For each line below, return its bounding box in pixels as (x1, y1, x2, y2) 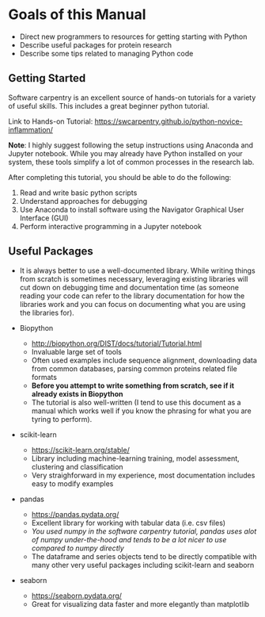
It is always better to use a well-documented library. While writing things (19, 266, 256, 275)
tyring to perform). (31, 414, 93, 423)
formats (31, 372, 58, 381)
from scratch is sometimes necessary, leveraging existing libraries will (19, 274, 248, 283)
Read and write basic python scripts (19, 188, 138, 197)
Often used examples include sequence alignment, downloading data (31, 355, 257, 365)
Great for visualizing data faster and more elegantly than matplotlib (31, 599, 250, 608)
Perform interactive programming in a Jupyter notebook (19, 221, 202, 231)
